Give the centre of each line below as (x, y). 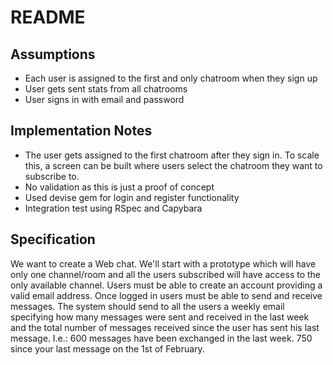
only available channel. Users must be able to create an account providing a (166, 285)
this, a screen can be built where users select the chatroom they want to (173, 165)
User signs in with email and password (104, 99)
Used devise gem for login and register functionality (132, 197)
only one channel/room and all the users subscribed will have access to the (166, 274)
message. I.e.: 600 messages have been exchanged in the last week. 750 (161, 338)
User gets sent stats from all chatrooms (106, 89)
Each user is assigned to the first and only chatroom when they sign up (171, 78)
